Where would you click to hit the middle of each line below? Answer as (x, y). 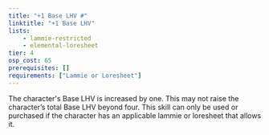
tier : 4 (21, 53)
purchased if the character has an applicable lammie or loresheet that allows (135, 115)
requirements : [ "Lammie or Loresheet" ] (75, 76)
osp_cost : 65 (30, 61)
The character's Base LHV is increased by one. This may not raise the (124, 98)
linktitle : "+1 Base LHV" (51, 23)
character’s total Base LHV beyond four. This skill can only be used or (123, 107)
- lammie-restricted (57, 38)
